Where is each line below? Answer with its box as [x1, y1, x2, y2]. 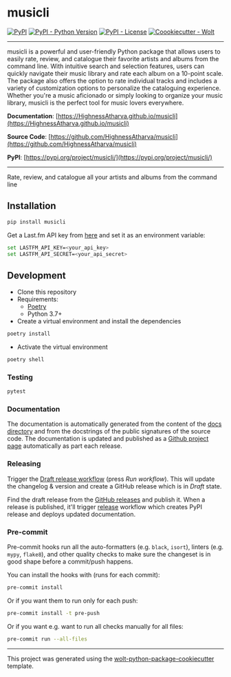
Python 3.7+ [27, 310, 63, 318]
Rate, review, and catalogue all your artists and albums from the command [7, 173, 218, 181]
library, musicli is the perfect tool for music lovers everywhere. [7, 98, 184, 107]
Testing [7, 372, 33, 382]
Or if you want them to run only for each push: [7, 597, 138, 605]
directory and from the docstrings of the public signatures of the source [7, 427, 211, 436]
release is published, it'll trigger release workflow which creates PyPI [7, 502, 203, 511]
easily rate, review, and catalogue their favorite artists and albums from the [7, 54, 219, 63]
